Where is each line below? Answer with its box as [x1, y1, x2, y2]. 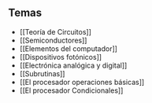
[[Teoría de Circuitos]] [19, 27, 92, 36]
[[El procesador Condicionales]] [19, 86, 124, 95]
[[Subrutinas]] [19, 68, 65, 78]
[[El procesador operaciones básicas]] [19, 77, 145, 86]
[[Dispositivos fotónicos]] [19, 52, 102, 61]
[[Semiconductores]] [19, 35, 87, 45]
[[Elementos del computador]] [19, 43, 118, 53]
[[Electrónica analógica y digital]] [19, 61, 128, 70]
